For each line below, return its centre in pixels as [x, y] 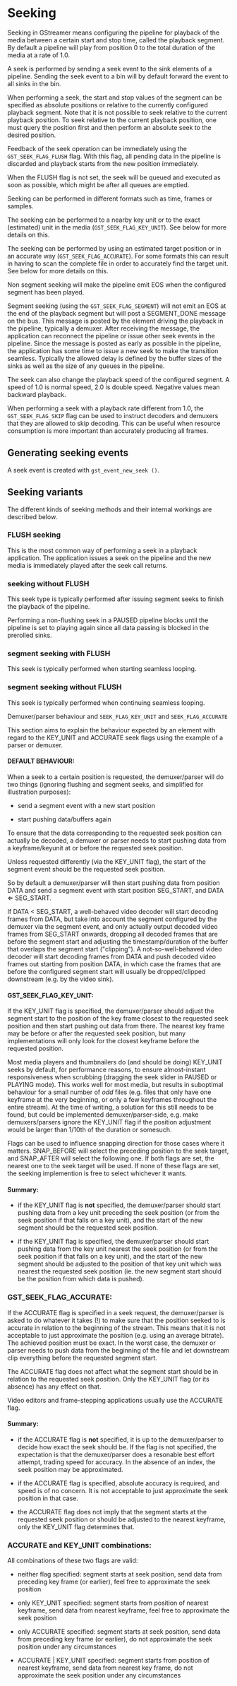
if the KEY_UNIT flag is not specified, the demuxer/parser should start [119, 1205]
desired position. [32, 135]
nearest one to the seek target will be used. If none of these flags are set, [114, 1166]
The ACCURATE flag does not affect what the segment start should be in [113, 1371]
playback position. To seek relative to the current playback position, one [112, 120]
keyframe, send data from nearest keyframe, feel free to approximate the [123, 1610]
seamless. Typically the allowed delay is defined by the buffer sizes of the [115, 358]
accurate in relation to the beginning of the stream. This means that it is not [116, 1328]
